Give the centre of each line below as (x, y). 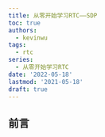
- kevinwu (31, 38)
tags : (17, 45)
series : (21, 60)
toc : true (25, 23)
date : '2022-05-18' (41, 74)
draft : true (28, 89)
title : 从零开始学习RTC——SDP (53, 15)
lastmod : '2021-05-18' (46, 82)
